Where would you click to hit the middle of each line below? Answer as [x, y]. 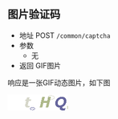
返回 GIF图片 [40, 65]
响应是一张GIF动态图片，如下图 [59, 82]
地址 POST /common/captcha [65, 35]
